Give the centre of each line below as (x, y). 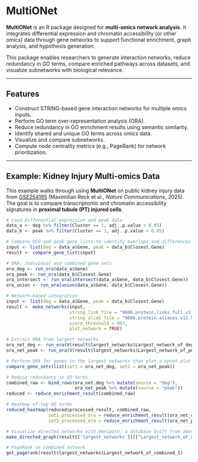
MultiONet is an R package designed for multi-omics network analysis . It (96, 27)
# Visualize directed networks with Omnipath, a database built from (93, 431)
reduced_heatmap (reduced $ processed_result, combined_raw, (79, 410)
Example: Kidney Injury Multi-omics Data (83, 176)
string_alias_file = (94, 318)
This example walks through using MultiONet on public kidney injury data (95, 191)
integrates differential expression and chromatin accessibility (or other (91, 33)
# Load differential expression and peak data (64, 220)
